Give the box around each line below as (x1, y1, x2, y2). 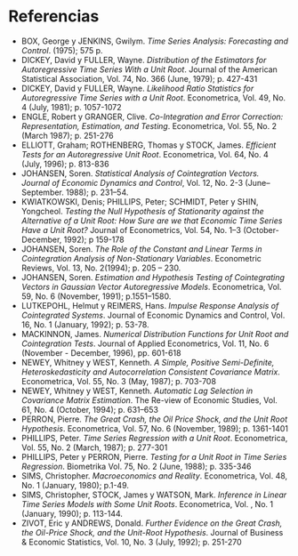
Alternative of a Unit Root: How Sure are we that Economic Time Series (20, 215, 283, 226)
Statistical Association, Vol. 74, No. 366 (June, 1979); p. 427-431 (20, 73, 258, 84)
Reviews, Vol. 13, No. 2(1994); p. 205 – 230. (20, 262, 181, 273)
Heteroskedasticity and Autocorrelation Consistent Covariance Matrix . (20, 367, 281, 377)
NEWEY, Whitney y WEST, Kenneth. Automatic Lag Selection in (20, 385, 254, 396)
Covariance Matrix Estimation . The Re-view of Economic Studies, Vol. (20, 394, 278, 406)
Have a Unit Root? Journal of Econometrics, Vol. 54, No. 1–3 (20, 224, 242, 235)
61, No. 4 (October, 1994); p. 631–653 (20, 404, 159, 415)
